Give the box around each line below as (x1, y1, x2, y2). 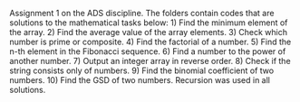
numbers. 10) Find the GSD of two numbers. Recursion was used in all (9, 75, 270, 85)
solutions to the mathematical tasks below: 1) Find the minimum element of (9, 17, 288, 28)
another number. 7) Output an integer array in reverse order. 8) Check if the (9, 56, 292, 66)
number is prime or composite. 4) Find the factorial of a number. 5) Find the (9, 36, 292, 47)
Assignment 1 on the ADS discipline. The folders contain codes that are (9, 8, 275, 18)
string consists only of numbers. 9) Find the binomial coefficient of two (9, 65, 275, 76)
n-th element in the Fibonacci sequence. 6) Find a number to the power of (9, 46, 286, 57)
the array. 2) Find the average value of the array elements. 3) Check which (9, 27, 288, 37)
